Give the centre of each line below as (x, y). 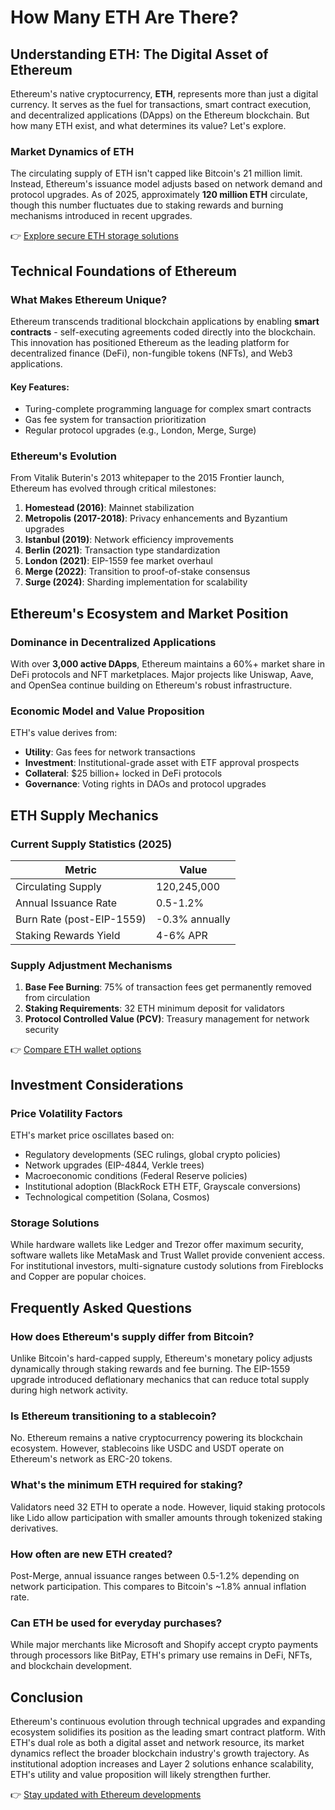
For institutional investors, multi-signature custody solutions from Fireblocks (167, 1266)
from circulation (57, 998)
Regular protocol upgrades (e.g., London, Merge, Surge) (140, 430)
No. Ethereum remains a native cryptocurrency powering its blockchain (156, 1438)
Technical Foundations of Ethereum (123, 271)
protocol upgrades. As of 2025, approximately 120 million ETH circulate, (159, 195)
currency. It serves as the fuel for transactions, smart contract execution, (161, 104)
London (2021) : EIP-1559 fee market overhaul (118, 561)
